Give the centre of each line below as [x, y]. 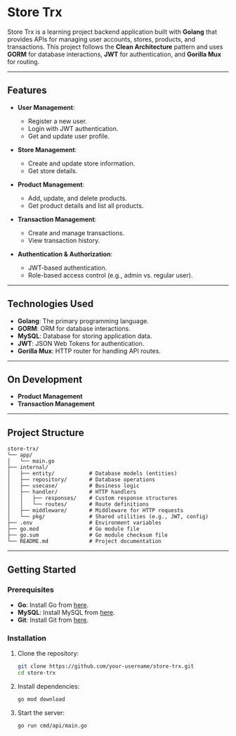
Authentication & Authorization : [65, 254]
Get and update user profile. [69, 136]
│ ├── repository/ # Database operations [81, 480]
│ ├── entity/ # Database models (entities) [92, 474]
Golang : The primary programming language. [83, 320]
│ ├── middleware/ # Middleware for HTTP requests [96, 511]
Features [27, 91]
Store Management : [47, 149]
